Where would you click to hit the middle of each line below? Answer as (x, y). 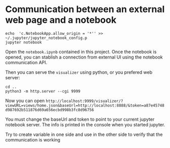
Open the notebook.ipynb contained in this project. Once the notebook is (81, 52)
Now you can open (25, 101)
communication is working (33, 139)
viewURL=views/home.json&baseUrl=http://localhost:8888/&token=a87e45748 (85, 105)
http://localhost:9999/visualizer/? (84, 101)
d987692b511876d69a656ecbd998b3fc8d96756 (50, 110)
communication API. (26, 62)
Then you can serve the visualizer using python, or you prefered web (79, 72)
